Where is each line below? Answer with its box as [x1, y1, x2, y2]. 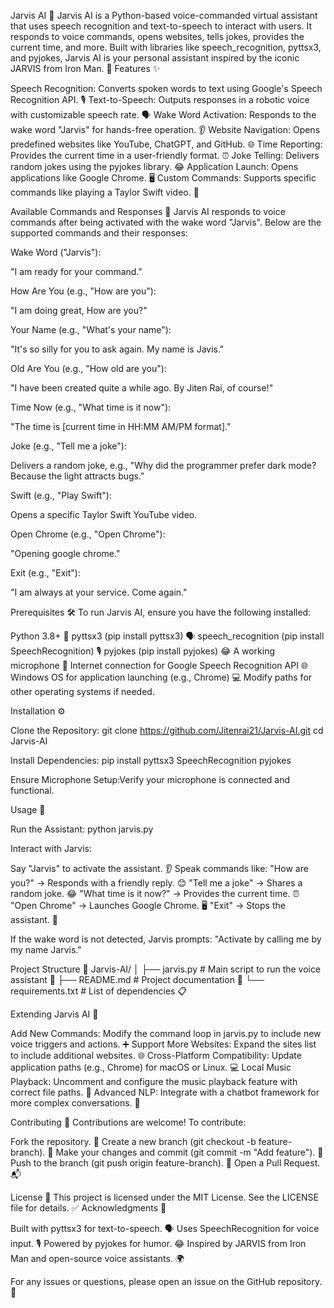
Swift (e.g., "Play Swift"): [10, 490, 112, 501]
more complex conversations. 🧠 [10, 1097, 141, 1109]
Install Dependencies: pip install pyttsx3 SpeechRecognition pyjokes [10, 755, 292, 766]
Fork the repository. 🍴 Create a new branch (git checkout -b [10, 1136, 257, 1147]
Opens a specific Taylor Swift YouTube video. [10, 509, 198, 520]
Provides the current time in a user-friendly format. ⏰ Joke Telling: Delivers [10, 150, 320, 161]
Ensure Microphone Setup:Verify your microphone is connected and [10, 774, 291, 785]
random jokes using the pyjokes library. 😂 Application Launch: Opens [10, 161, 299, 172]
